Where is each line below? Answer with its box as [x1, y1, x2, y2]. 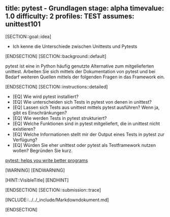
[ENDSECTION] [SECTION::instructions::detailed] [5, 83, 108, 89]
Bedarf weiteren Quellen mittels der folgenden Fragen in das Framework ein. [5, 74, 165, 80]
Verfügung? [12, 137, 38, 143]
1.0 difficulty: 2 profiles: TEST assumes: [5, 12, 134, 21]
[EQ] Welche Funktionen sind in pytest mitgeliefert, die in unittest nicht [12, 120, 160, 127]
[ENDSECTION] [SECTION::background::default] [5, 53, 107, 59]
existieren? [12, 126, 36, 132]
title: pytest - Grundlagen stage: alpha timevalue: [5, 4, 164, 13]
